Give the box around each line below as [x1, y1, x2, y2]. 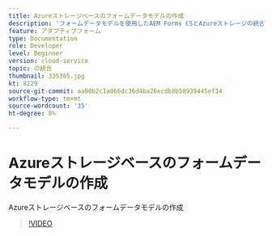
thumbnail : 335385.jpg [8, 72, 85, 80]
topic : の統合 [8, 65, 53, 73]
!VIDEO [28, 218, 53, 228]
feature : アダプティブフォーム [8, 27, 101, 35]
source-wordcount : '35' [8, 102, 89, 110]
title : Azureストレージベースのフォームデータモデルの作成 [8, 11, 185, 20]
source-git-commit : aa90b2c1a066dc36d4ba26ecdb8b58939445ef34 [8, 86, 223, 95]
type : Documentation [8, 34, 79, 43]
